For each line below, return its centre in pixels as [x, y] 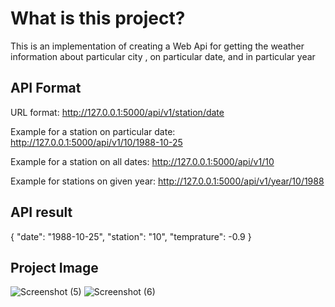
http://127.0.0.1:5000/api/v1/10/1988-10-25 [96, 142]
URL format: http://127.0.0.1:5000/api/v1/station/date [117, 112]
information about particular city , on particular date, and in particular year [163, 56]
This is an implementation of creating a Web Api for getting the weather [157, 46]
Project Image [54, 267]
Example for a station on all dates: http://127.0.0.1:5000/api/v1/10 [142, 161]
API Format [46, 88]
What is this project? [98, 18]
